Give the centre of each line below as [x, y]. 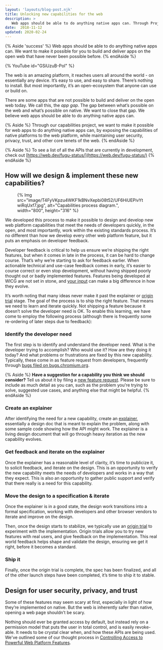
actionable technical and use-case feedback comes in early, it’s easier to [78, 265]
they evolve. [17, 286]
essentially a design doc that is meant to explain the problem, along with [77, 424]
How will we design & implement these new [72, 176]
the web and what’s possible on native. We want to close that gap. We [75, 110]
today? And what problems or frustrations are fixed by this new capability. [79, 355]
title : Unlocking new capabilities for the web [54, 14]
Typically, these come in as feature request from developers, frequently [76, 360]
